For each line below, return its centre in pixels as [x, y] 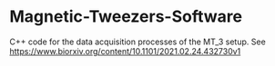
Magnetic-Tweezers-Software [126, 17]
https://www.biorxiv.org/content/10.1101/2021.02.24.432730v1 [125, 51]
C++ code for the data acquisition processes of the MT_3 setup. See [137, 42]
